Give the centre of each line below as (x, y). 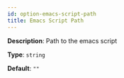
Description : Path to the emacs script (62, 40)
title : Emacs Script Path (45, 21)
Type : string (27, 55)
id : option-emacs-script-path (52, 14)
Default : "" (24, 68)
